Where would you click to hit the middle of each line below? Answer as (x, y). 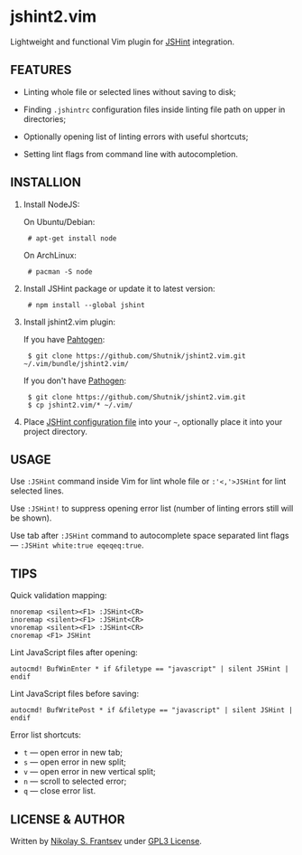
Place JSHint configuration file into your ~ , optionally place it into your (153, 421)
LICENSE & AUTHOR (68, 819)
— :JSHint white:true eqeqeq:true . (77, 545)
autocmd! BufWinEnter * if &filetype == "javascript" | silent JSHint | (150, 669)
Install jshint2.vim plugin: (69, 322)
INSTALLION (46, 183)
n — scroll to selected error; (75, 781)
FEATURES (41, 70)
